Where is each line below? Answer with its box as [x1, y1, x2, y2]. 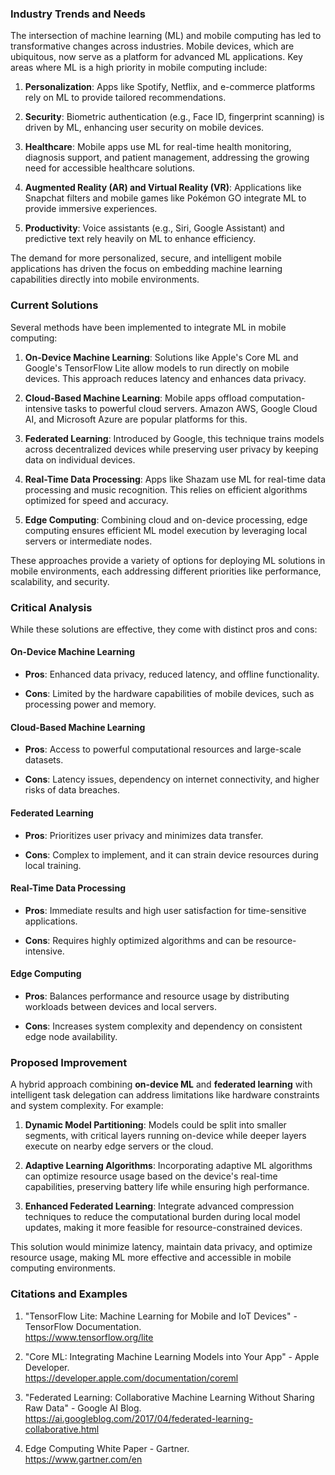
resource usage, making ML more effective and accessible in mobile [10, 1252, 292, 1264]
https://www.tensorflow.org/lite [24, 1331, 154, 1343]
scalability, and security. [10, 575, 110, 587]
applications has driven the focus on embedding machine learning [10, 263, 283, 275]
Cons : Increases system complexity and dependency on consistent [24, 1020, 303, 1032]
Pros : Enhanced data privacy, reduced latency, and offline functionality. [24, 668, 320, 681]
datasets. [24, 754, 64, 766]
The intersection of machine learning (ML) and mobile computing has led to [10, 30, 322, 42]
